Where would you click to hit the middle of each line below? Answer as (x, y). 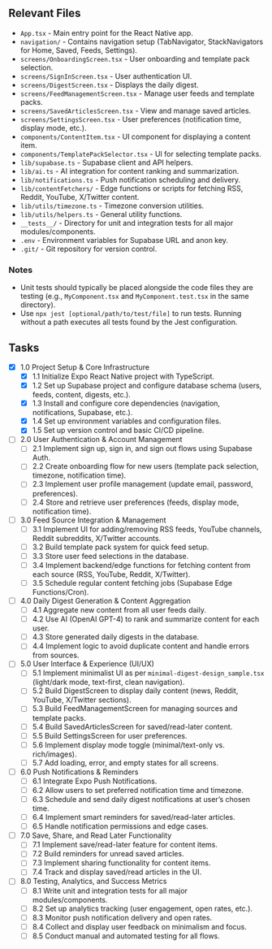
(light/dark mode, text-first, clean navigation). (108, 682)
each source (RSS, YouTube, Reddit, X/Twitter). (111, 574)
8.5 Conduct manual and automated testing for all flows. (126, 936)
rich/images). (54, 754)
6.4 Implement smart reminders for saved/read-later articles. (134, 817)
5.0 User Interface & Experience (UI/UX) (87, 664)
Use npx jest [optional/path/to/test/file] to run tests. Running (131, 314)
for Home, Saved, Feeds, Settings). (79, 50)
